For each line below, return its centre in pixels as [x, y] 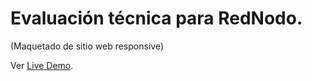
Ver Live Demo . [42, 65]
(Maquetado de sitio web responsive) [87, 46]
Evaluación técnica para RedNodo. [156, 18]
